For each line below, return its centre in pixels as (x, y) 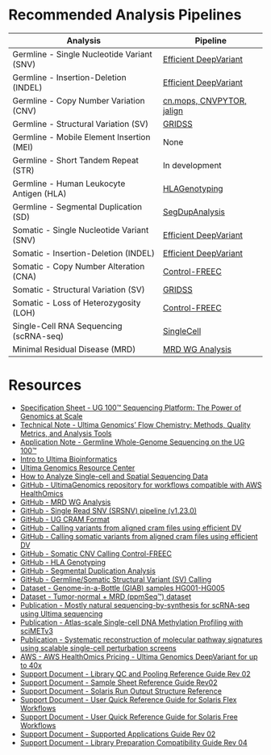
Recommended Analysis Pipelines (125, 15)
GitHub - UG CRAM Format (65, 519)
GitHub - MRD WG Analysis (65, 502)
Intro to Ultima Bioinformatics (69, 459)
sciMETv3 (37, 631)
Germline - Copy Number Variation (79, 100)
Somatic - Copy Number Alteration (79, 266)
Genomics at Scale (51, 416)
